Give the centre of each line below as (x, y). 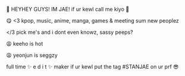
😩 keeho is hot (25, 44)
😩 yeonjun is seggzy (32, 55)
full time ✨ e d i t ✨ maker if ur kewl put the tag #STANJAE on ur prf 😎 (93, 66)
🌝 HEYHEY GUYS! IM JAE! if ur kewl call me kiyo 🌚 (68, 9)
